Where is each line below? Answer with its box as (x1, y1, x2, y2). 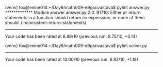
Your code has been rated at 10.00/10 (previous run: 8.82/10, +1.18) (5, 56, 138, 62)
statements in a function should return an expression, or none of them (5, 15, 145, 20)
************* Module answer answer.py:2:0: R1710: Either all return (5, 10, 141, 15)
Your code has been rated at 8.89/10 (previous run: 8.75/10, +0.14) (5, 33, 137, 39)
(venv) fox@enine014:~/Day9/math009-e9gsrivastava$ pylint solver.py (5, 43, 147, 48)
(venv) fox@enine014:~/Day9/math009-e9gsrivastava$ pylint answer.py (5, 5, 149, 10)
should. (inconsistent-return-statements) (5, 20, 86, 25)
